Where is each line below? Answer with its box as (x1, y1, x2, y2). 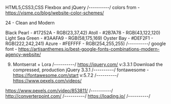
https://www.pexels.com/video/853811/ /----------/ (5, 88, 113, 94)
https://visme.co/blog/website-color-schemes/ (5, 10, 104, 16)
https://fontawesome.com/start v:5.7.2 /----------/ (12, 72, 119, 78)
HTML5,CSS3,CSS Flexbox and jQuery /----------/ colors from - (5, 5, 140, 10)
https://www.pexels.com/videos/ (12, 78, 82, 84)
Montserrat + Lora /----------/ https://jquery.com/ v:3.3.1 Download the (12, 61, 163, 67)
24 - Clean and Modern (5, 20, 55, 26)
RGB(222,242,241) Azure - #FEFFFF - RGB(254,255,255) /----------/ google (5, 40, 166, 47)
